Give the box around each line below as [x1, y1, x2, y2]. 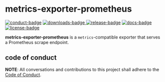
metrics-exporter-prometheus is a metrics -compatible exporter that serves [5, 34, 161, 40]
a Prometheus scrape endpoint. [5, 39, 69, 45]
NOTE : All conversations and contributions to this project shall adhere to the [5, 66, 159, 72]
